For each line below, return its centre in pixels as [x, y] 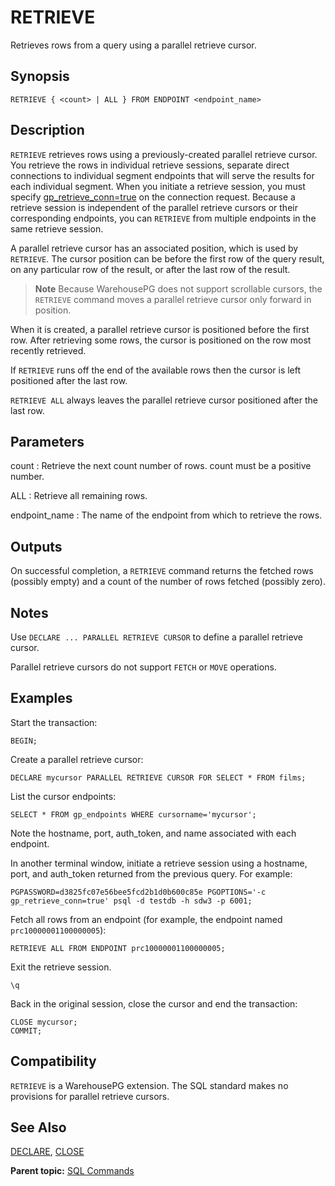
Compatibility [53, 1061]
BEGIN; [24, 741]
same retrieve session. [57, 228]
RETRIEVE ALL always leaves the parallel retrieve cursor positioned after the [164, 400]
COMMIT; [26, 1031]
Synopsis [40, 76]
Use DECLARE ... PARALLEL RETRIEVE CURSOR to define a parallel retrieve [157, 637]
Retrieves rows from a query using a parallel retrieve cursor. [133, 45]
